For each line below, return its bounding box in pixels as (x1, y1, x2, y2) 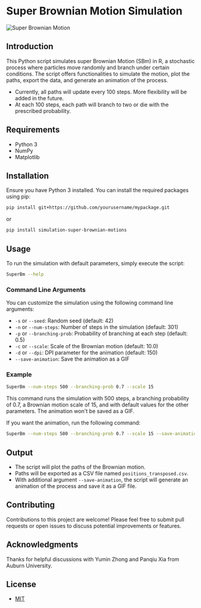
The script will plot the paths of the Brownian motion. (14, 463, 145, 471)
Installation (6, 170, 49, 181)
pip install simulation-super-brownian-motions (6, 227, 127, 233)
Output (6, 447, 33, 457)
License (6, 579, 36, 589)
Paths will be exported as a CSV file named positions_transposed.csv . (14, 469, 188, 477)
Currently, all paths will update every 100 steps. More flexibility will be (14, 88, 187, 95)
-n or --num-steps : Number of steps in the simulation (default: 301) (14, 324, 178, 331)
